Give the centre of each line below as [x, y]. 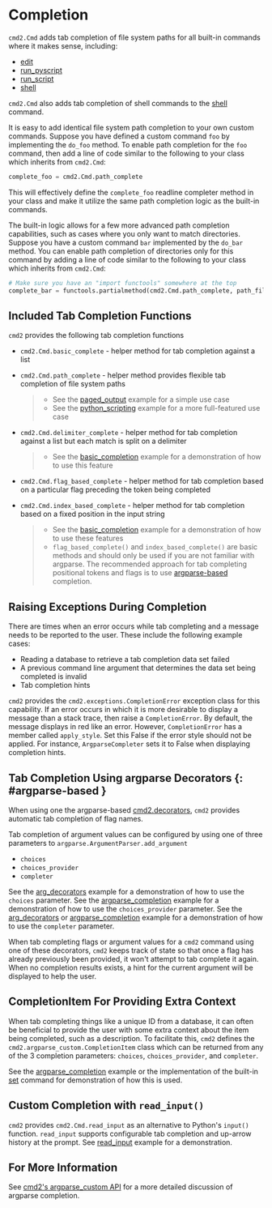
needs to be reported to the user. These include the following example [125, 635]
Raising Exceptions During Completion [108, 606]
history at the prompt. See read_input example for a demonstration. [121, 1142]
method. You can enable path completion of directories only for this [121, 251]
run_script [37, 79]
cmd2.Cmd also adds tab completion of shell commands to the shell [118, 103]
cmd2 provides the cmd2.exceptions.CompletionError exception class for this [134, 701]
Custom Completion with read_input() [106, 1106]
